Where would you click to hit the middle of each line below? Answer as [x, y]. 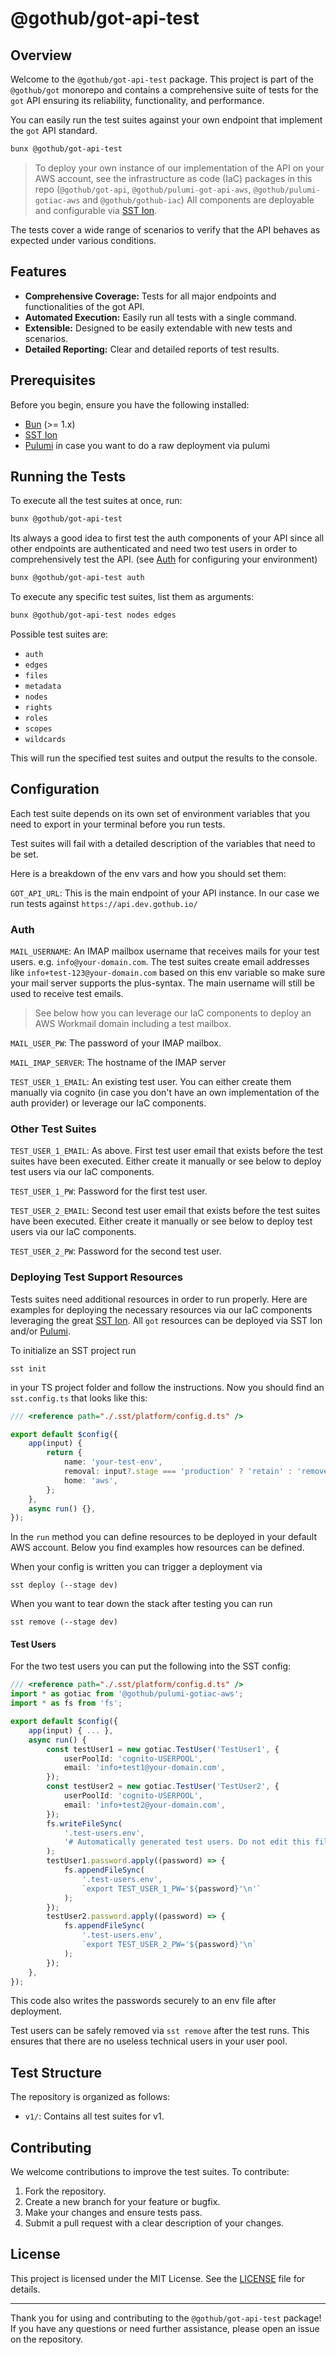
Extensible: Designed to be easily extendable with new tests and [158, 328]
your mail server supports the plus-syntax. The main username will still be [162, 983]
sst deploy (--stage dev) [64, 1585]
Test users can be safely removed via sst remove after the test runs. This [160, 2031]
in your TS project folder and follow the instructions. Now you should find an [167, 1387]
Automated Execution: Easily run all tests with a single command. [161, 317]
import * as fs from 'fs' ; [66, 1703]
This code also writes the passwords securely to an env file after [143, 2001]
